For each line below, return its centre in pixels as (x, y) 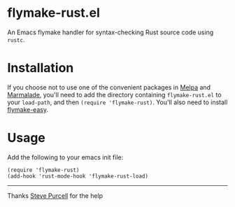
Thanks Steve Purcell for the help (55, 195)
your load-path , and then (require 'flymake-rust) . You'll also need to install (117, 102)
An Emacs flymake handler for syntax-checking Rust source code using (111, 32)
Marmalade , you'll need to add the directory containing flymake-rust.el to (114, 94)
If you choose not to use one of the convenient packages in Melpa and (109, 87)
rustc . (16, 39)
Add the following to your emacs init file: (65, 157)
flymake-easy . (28, 109)
